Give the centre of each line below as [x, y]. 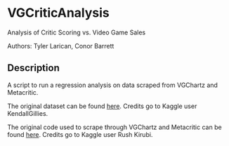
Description [33, 68]
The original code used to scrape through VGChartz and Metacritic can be [115, 127]
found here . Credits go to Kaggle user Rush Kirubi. [80, 134]
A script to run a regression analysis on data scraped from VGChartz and [112, 85]
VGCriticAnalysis [59, 13]
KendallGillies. [28, 113]
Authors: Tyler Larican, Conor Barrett [61, 46]
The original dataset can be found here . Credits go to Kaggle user [102, 106]
